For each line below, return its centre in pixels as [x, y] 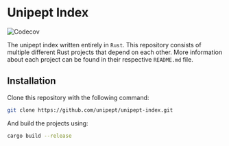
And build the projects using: [48, 123]
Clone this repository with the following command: [78, 97]
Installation [32, 81]
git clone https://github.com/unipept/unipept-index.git [90, 110]
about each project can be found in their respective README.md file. [100, 59]
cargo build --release [39, 136]
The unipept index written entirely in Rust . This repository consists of [104, 45]
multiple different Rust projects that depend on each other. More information [115, 52]
